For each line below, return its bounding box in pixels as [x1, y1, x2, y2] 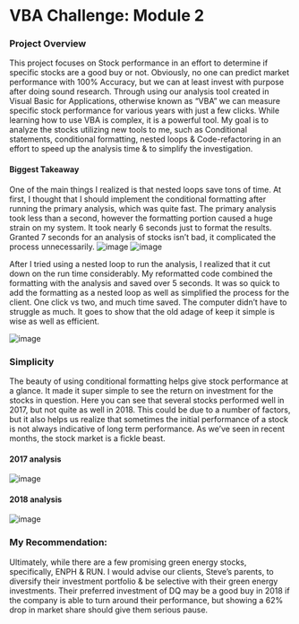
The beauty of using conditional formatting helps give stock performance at [9, 376, 289, 386]
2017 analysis [9, 454, 62, 464]
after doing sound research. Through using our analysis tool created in [9, 86, 269, 97]
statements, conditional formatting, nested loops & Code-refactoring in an [9, 134, 282, 144]
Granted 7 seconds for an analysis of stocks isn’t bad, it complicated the [9, 231, 276, 242]
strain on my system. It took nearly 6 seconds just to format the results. [9, 221, 272, 233]
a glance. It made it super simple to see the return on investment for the [9, 385, 274, 395]
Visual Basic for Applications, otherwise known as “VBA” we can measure [9, 96, 280, 107]
